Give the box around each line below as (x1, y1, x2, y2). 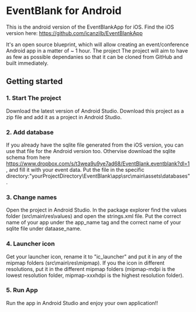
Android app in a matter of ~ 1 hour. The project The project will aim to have (6, 47, 188, 54)
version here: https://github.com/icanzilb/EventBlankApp (6, 29, 143, 36)
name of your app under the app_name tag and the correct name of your (6, 219, 181, 226)
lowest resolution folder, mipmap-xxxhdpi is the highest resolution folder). (6, 272, 184, 279)
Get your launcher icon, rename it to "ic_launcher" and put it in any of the (6, 253, 183, 260)
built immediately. (6, 60, 49, 67)
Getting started (6, 77, 63, 86)
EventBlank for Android (6, 4, 122, 18)
